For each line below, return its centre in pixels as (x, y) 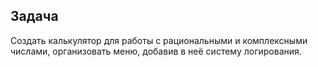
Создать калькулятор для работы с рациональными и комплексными (159, 40)
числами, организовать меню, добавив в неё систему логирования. (156, 51)
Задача (34, 16)
